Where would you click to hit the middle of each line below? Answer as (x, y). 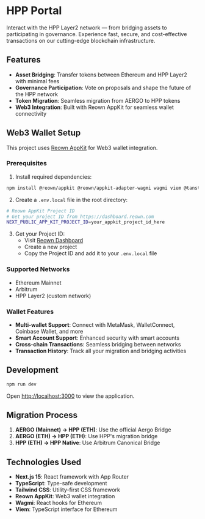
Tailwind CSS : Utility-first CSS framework (67, 490)
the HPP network (36, 94)
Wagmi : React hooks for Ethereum (59, 503)
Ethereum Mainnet (38, 283)
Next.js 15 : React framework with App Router (72, 477)
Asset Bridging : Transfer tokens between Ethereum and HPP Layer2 (101, 75)
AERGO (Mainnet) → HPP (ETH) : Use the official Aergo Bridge (93, 430)
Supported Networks (38, 269)
